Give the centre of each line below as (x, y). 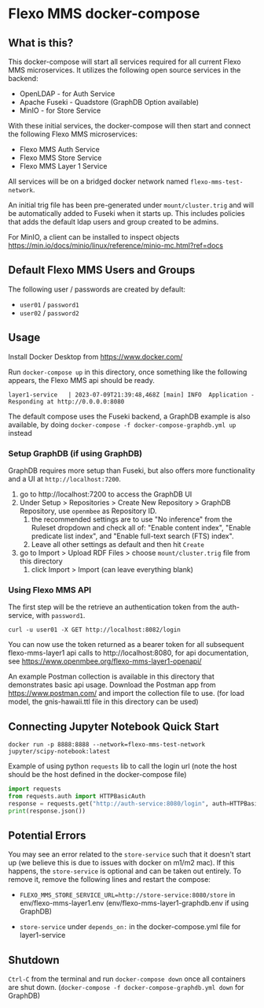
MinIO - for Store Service (60, 110)
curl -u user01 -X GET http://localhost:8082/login (94, 630)
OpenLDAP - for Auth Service (67, 94)
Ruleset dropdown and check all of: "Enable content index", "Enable (141, 527)
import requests (35, 789)
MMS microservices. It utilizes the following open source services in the (125, 70)
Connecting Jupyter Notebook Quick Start (114, 726)
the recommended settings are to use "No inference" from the (132, 519)
